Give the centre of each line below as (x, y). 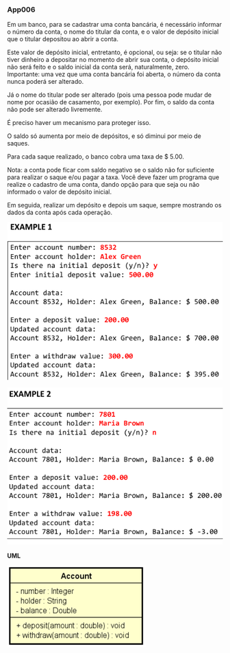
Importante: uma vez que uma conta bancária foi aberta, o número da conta (114, 74)
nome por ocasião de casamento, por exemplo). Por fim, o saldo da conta (111, 102)
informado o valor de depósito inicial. (59, 192)
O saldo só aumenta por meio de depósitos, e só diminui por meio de (104, 136)
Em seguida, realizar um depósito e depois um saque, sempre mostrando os (114, 205)
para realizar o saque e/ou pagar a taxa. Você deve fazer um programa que (113, 177)
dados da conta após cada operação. (60, 213)
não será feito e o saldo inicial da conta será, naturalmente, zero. (98, 67)
